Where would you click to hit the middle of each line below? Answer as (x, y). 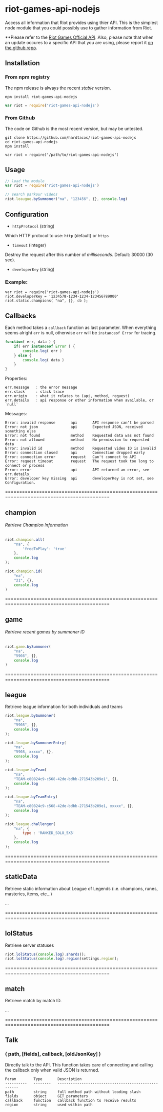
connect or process (25, 466)
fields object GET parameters (47, 1096)
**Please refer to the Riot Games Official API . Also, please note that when (79, 37)
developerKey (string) (33, 269)
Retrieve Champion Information (37, 525)
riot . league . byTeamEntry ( (31, 797)
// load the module (25, 181)
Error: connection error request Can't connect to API (71, 457)
